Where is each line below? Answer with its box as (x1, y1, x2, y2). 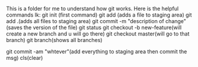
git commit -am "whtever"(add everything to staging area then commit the (6, 48, 187, 55)
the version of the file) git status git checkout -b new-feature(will (23, 24, 182, 31)
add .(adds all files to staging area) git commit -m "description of (6, 18, 164, 24)
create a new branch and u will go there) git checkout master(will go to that (6, 30, 190, 37)
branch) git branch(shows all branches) (6, 37, 103, 43)
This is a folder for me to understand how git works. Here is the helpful (6, 5, 179, 12)
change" (165, 18, 187, 24)
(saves (6, 24, 23, 31)
